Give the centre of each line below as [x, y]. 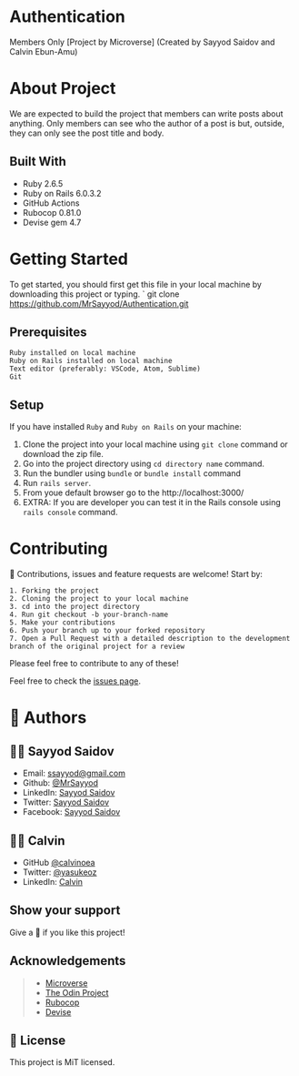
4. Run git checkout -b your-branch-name [89, 615]
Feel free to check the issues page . [75, 681]
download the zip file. [63, 454]
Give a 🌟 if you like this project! [67, 932]
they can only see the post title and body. [87, 133]
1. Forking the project [55, 591]
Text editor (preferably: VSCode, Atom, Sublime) [105, 369]
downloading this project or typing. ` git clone [95, 294]
